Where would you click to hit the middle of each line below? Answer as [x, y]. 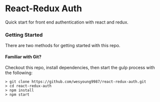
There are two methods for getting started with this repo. [63, 46]
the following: [19, 73]
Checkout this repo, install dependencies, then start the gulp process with [80, 68]
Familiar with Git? [23, 56]
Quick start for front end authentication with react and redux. [67, 22]
